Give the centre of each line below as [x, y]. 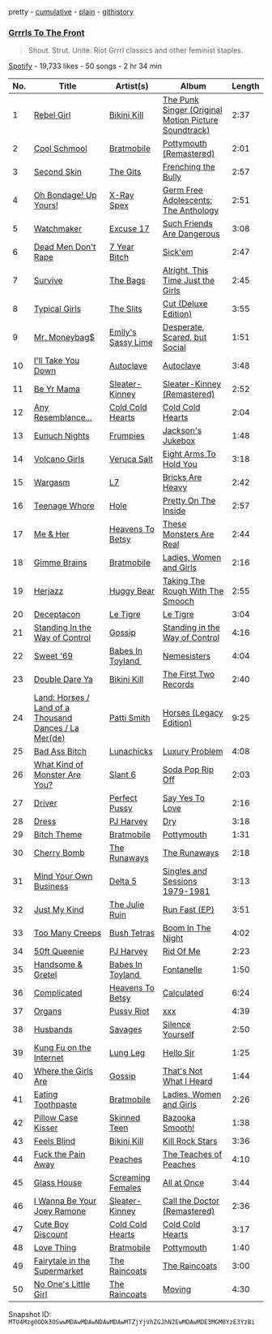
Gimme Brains [60, 563]
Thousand [53, 718]
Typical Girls [57, 309]
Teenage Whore [64, 506]
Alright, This [185, 270]
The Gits [125, 172]
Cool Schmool [60, 149]
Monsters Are [188, 534]
